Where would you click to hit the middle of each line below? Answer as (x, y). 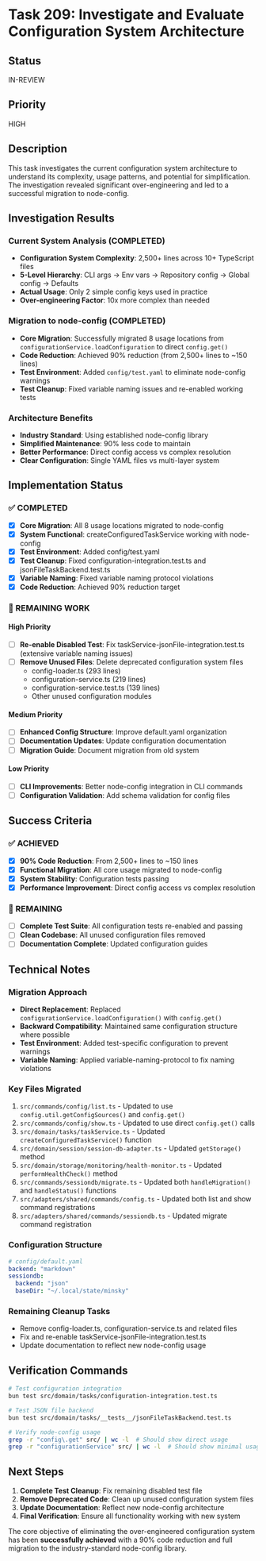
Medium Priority (36, 714)
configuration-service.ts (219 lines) (89, 680)
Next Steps (36, 1472)
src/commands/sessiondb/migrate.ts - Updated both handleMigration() (135, 1182)
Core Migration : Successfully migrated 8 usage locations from (122, 338)
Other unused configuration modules (91, 696)
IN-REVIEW (27, 80)
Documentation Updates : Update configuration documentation (123, 741)
